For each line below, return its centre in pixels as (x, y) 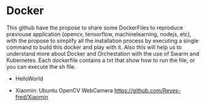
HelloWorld (29, 78)
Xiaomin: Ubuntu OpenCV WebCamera (64, 90)
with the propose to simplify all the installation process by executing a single (102, 40)
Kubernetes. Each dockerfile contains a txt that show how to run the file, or (101, 60)
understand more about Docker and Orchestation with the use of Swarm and (103, 53)
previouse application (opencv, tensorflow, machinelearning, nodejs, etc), (99, 34)
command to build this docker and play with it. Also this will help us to (94, 47)
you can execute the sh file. (41, 66)
